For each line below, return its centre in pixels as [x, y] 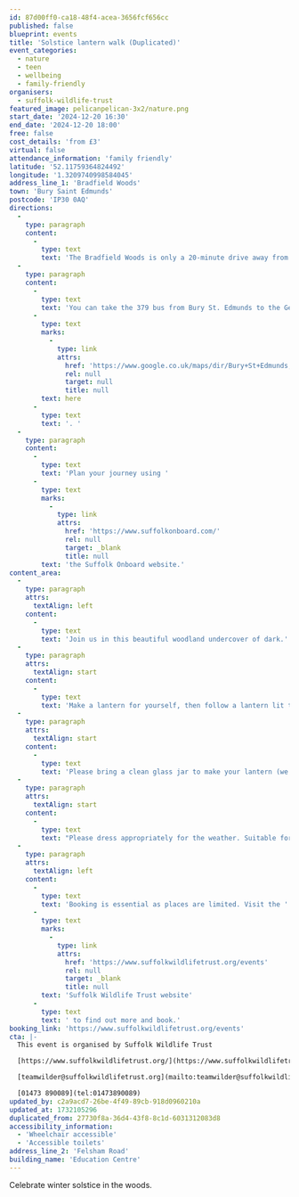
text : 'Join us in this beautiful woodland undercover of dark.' [165, 639]
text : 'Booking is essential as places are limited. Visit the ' [165, 904]
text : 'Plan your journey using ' [105, 473]
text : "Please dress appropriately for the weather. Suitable [159, 838]
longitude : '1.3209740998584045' [71, 175]
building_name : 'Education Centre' [75, 1160]
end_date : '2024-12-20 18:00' [65, 126]
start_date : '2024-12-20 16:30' [69, 117]
